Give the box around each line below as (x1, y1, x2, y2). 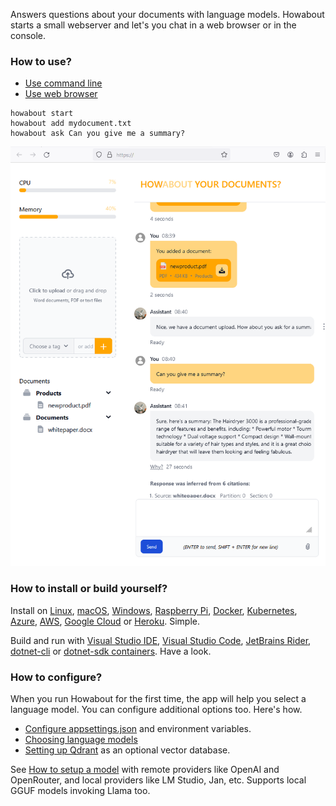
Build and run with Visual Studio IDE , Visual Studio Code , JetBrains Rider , (10, 634, 312, 646)
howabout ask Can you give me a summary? (10, 129, 186, 139)
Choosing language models (24, 734, 138, 746)
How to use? (10, 54, 72, 68)
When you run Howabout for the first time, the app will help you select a (10, 693, 307, 705)
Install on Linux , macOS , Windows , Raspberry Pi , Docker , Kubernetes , (10, 604, 298, 616)
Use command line (24, 77, 103, 89)
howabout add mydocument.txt (10, 119, 132, 129)
